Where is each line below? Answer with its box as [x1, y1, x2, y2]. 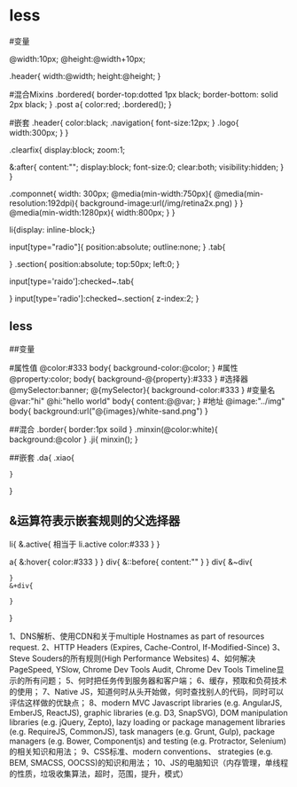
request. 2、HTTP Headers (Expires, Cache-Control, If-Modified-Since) [9, 641, 270, 652]
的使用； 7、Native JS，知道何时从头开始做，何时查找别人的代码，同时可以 [9, 686, 284, 696]
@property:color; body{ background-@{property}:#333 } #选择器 [9, 374, 248, 384]
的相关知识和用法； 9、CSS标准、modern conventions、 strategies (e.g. [9, 746, 273, 757]
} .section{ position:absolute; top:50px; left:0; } [9, 258, 180, 269]
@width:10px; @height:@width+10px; [9, 53, 146, 64]
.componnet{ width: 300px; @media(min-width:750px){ [9, 188, 213, 199]
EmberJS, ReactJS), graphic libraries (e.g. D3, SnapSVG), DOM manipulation [9, 707, 288, 718]
